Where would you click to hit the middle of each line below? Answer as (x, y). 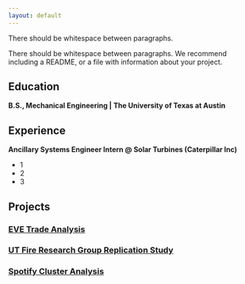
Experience (37, 130)
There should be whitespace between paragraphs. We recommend (118, 53)
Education (34, 87)
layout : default (35, 15)
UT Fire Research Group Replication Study (91, 250)
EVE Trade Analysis (47, 229)
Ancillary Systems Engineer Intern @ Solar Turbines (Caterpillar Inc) (123, 150)
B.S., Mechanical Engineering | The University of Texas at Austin (117, 106)
